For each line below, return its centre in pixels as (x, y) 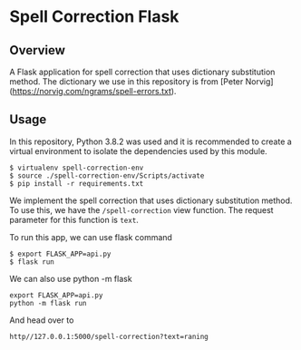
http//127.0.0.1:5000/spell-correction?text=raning (109, 336)
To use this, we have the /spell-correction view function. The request (141, 209)
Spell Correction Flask (94, 17)
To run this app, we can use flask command (91, 237)
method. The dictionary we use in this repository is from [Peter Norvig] (141, 82)
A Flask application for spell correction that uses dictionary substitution (142, 72)
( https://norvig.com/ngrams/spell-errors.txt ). (93, 91)
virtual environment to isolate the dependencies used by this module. (138, 151)
